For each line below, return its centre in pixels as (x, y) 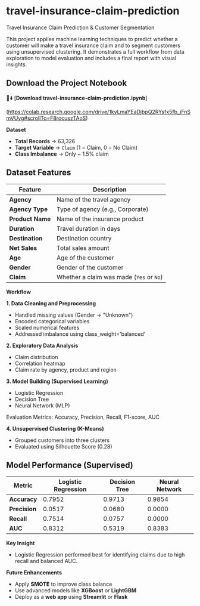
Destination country (84, 238)
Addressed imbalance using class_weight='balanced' (80, 334)
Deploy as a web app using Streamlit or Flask (71, 597)
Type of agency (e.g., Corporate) (102, 209)
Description (110, 189)
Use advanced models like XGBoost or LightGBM (76, 590)
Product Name (30, 219)
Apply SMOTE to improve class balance (63, 584)
